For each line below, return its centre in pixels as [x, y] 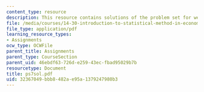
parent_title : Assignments [40, 51]
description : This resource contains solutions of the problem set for [99, 18]
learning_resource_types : [39, 34]
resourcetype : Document [36, 68]
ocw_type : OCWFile [29, 46]
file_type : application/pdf [42, 29]
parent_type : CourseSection [42, 57]
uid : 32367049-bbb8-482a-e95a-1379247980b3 [62, 79]
